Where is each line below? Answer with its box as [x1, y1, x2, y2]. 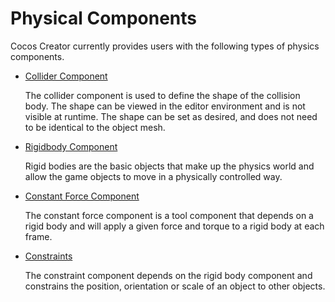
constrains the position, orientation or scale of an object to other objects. [24, 280, 326, 292]
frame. [24, 230, 53, 242]
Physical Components [10, 7, 197, 30]
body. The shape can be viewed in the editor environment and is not [24, 100, 306, 112]
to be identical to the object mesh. [24, 121, 166, 133]
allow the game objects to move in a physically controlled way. [24, 170, 283, 182]
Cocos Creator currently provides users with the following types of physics [10, 40, 320, 52]
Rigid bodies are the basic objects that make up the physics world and [24, 160, 315, 172]
